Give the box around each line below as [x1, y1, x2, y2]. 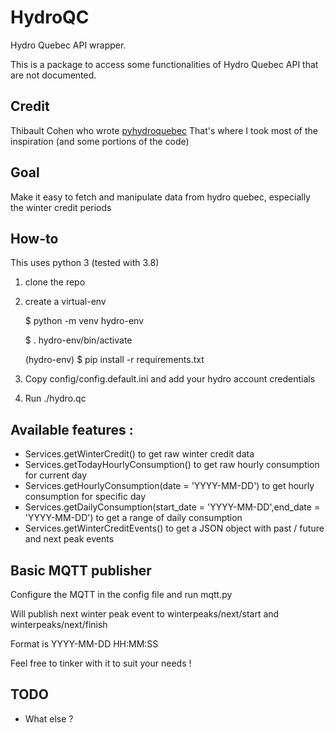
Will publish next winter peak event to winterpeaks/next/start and [10, 608, 280, 620]
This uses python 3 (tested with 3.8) [10, 257, 160, 269]
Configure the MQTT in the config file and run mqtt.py [10, 589, 233, 600]
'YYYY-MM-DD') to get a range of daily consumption [24, 512, 243, 524]
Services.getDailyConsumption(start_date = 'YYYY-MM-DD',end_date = [24, 501, 321, 513]
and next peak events [24, 533, 115, 545]
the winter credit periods [10, 201, 112, 213]
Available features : [10, 421, 134, 438]
